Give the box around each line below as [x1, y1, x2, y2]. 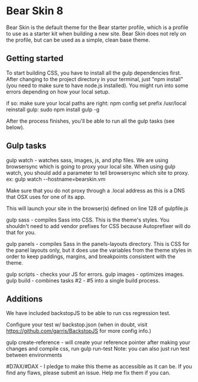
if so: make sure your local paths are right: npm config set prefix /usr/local [6, 99, 187, 107]
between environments [6, 351, 62, 359]
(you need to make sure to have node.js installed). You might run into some [6, 82, 189, 89]
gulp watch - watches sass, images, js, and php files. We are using [6, 156, 168, 163]
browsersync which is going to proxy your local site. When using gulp [6, 163, 176, 170]
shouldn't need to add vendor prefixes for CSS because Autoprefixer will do [6, 222, 191, 229]
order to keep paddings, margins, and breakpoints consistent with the [6, 253, 176, 260]
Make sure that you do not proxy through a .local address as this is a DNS [6, 187, 185, 194]
